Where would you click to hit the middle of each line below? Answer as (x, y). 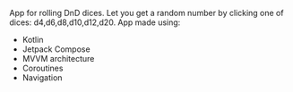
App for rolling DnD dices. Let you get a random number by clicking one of (146, 13)
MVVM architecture (58, 59)
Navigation (42, 78)
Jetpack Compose (56, 49)
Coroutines (43, 68)
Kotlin (33, 40)
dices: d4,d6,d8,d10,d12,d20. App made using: (95, 22)
